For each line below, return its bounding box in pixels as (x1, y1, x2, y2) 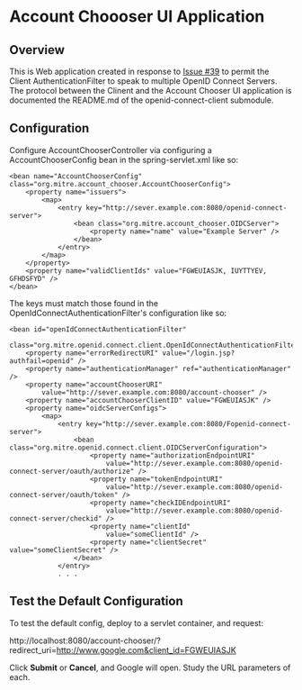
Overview (9, 42, 66, 58)
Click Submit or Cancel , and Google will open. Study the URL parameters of (9, 662, 291, 673)
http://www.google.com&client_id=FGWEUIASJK (56, 644, 236, 655)
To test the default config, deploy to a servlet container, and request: (9, 617, 263, 628)
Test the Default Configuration (9, 594, 184, 609)
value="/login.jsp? (162, 349, 235, 358)
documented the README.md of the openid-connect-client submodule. (9, 95, 274, 105)
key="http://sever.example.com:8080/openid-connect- (85, 203, 288, 213)
